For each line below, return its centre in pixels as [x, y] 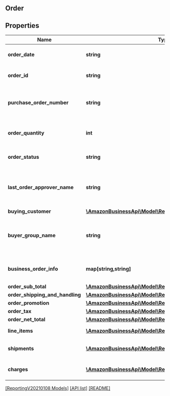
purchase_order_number [38, 103]
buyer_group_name [32, 236]
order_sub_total [27, 287]
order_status [24, 157]
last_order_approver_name [41, 188]
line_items [20, 331]
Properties [22, 26]
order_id [18, 75]
